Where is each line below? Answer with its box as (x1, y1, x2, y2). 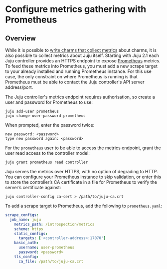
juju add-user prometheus (5, 109, 59, 114)
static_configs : (14, 231, 48, 236)
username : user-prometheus (18, 245, 75, 250)
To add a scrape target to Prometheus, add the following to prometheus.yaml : (5, 203, 163, 209)
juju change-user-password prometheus (5, 113, 86, 118)
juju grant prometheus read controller (5, 160, 88, 165)
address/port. (5, 84, 33, 90)
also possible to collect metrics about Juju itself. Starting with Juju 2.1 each (5, 52, 160, 58)
